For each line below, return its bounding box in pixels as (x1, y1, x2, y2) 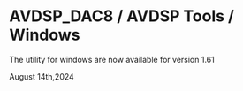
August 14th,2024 (9, 71, 75, 81)
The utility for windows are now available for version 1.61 (9, 54, 215, 64)
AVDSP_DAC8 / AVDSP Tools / (9, 6, 234, 27)
